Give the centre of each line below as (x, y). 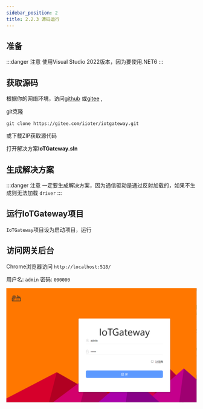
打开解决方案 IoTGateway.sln (42, 149)
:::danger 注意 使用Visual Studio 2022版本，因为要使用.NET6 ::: (85, 62)
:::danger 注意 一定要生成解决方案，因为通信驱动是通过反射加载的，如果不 (98, 185)
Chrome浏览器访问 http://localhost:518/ (59, 266)
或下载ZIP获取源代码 (32, 136)
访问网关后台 (30, 251)
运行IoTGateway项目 (45, 214)
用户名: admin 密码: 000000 (38, 279)
